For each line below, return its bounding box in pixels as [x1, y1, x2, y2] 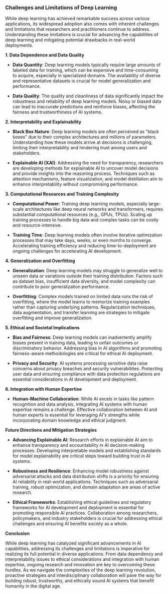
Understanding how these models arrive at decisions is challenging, [12, 139, 153, 145]
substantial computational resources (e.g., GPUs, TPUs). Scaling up [12, 211, 152, 218]
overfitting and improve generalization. [12, 315, 93, 321]
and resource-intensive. [12, 222, 62, 228]
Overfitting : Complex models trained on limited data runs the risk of [12, 293, 153, 300]
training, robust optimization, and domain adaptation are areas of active [12, 484, 160, 490]
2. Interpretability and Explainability [5, 119, 82, 125]
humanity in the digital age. [5, 583, 61, 589]
